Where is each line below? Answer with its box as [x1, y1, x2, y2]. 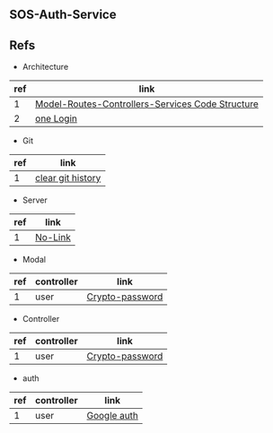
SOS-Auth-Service [9, 7, 117, 22]
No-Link [35, 231, 72, 244]
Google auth [86, 410, 139, 422]
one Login [35, 112, 78, 125]
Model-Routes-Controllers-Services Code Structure [35, 98, 259, 110]
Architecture [22, 62, 69, 73]
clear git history [35, 172, 101, 185]
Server [22, 195, 48, 205]
